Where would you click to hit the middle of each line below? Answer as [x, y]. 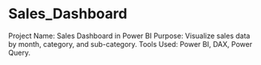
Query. [19, 52]
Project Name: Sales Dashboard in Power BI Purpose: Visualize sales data [129, 36]
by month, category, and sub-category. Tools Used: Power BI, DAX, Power [130, 44]
